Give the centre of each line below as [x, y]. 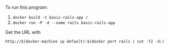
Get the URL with [23, 32]
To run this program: [27, 7]
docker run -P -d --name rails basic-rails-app [64, 23]
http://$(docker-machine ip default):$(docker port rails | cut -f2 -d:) [85, 41]
